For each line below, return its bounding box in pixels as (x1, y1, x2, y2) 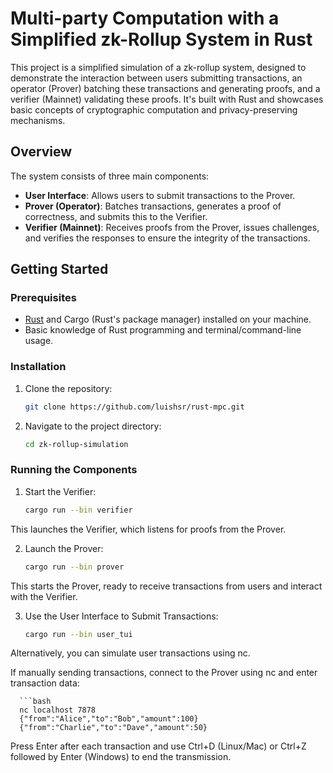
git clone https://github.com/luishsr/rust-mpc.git (24, 402, 245, 412)
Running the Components (10, 463, 138, 477)
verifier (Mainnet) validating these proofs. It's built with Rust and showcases (10, 93, 324, 105)
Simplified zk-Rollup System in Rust (10, 28, 313, 51)
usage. (24, 335, 54, 347)
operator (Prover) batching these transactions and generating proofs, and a (10, 82, 321, 94)
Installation (10, 360, 67, 374)
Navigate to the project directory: (24, 420, 162, 432)
